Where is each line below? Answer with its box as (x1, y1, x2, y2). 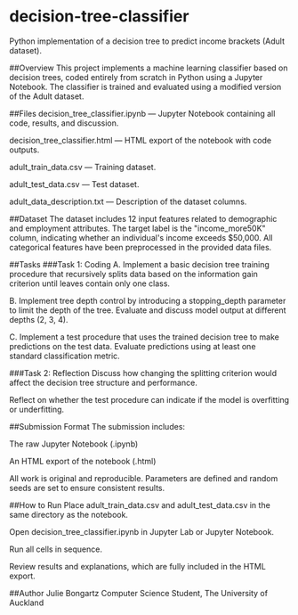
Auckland (9, 597, 44, 608)
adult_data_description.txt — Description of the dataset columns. (9, 196, 247, 207)
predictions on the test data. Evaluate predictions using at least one (9, 340, 256, 351)
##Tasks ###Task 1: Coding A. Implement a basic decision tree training (9, 258, 270, 269)
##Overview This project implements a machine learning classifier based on (9, 62, 288, 73)
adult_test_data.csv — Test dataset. (9, 178, 140, 189)
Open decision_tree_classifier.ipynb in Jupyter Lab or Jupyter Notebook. (9, 526, 274, 537)
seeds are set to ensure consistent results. (9, 482, 165, 493)
